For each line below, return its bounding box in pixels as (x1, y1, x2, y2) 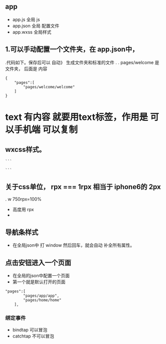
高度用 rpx (12, 207, 34, 213)
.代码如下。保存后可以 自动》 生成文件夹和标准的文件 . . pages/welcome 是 (5, 59, 159, 65)
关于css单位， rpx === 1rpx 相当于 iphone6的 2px (5, 183, 161, 191)
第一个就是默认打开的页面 (12, 279, 66, 285)
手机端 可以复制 (14, 124, 78, 135)
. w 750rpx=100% (5, 196, 42, 202)
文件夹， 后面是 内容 (5, 66, 48, 72)
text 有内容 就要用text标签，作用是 (5, 111, 148, 123)
